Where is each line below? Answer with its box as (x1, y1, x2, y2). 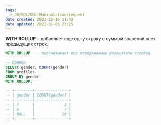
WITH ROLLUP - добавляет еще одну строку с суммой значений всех (5, 36, 156, 42)
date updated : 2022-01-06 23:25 (5, 21, 73, 27)
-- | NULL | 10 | (5, 111, 71, 117)
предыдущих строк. (5, 41, 48, 47)
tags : (5, 7, 17, 13)
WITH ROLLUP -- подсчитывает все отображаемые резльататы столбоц (5, 51, 151, 56)
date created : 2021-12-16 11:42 (5, 17, 73, 22)
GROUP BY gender (5, 74, 39, 79)
